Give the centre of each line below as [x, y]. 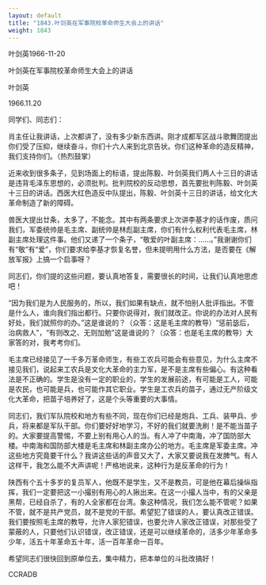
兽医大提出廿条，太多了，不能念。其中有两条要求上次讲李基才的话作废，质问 [133, 220]
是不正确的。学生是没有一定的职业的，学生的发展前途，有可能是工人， [129, 379]
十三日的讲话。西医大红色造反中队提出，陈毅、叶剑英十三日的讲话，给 [123, 193]
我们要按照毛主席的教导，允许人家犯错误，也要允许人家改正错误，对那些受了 [133, 522]
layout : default [35, 15]
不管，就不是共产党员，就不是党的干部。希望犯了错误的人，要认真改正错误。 [133, 512]
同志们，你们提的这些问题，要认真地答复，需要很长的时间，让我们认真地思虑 [133, 276]
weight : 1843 [30, 30]
